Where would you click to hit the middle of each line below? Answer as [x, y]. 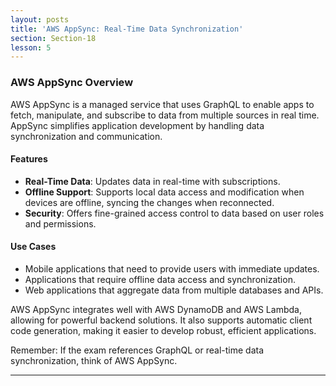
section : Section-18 [53, 38]
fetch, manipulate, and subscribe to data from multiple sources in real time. [165, 115]
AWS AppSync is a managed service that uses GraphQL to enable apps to [162, 104]
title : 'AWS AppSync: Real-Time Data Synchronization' [127, 29]
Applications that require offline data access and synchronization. [160, 279]
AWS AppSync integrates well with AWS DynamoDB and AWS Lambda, [156, 309]
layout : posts [40, 19]
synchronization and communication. [86, 136]
